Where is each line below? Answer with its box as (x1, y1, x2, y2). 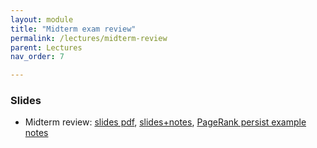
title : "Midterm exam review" (10, 24, 137, 34)
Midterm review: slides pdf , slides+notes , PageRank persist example (24, 116, 307, 128)
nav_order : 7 (10, 52, 65, 62)
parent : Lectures (10, 42, 83, 53)
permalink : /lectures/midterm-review (10, 33, 168, 43)
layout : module (10, 14, 74, 25)
